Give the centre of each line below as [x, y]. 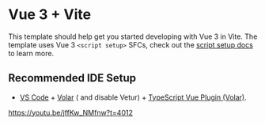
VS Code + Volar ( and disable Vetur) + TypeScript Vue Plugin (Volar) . [133, 97]
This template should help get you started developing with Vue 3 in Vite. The [133, 36]
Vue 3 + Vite [50, 15]
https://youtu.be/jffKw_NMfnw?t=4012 [70, 112]
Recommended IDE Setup [72, 78]
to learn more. [31, 53]
